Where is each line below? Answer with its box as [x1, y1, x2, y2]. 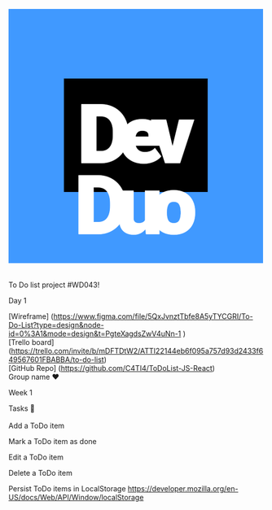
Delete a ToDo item [8, 469, 73, 477]
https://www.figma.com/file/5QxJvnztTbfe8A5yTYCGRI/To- [53, 312, 254, 321]
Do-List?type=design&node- [8, 320, 104, 329]
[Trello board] [8, 338, 55, 347]
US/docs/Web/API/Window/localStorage [8, 493, 144, 502]
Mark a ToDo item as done [8, 437, 97, 446]
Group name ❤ [8, 372, 59, 381]
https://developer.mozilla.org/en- [127, 484, 239, 493]
